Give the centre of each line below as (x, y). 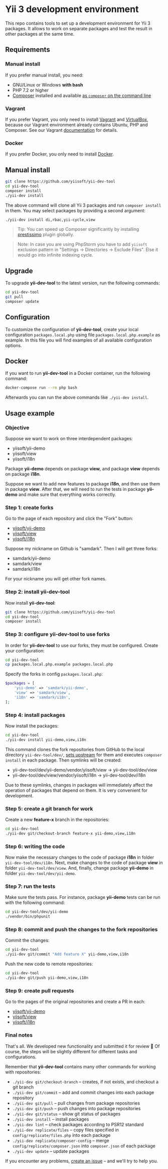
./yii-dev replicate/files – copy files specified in (66, 1130)
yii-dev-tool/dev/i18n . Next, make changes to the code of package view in (84, 863)
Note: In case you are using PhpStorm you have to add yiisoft (82, 244)
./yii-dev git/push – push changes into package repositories (76, 1108)
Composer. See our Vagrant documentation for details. (62, 130)
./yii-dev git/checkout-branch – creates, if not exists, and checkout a (86, 1081)
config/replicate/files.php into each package (61, 1135)
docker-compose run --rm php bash (41, 388)
